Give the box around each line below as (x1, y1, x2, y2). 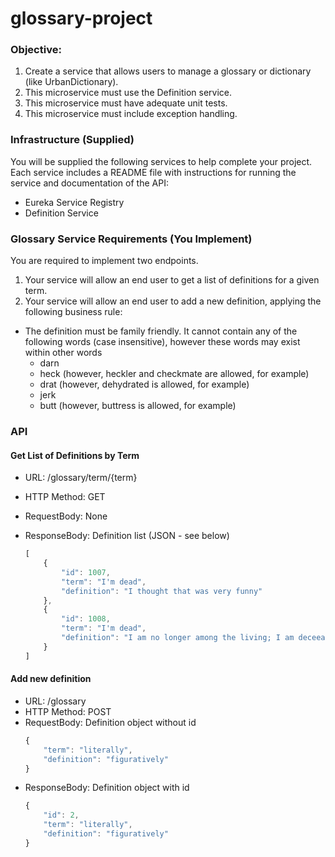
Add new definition (10, 673, 92, 685)
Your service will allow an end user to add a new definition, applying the (24, 295, 322, 307)
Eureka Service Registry (24, 196, 125, 208)
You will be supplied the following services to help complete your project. (10, 155, 313, 167)
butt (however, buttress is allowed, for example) (39, 400, 237, 412)
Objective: (10, 43, 62, 57)
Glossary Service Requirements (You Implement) (10, 232, 253, 246)
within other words (24, 347, 103, 359)
